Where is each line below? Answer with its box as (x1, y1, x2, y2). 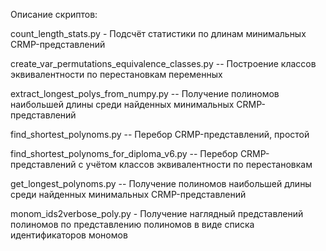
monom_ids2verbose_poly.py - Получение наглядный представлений (10, 208, 304, 219)
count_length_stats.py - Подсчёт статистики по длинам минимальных (10, 28, 307, 39)
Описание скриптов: (10, 9, 98, 20)
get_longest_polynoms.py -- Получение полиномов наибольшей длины (10, 178, 312, 189)
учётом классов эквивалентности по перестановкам (85, 159, 313, 170)
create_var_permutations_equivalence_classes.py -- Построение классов (10, 58, 317, 69)
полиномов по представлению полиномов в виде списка (10, 219, 255, 230)
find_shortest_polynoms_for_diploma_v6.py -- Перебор (10, 148, 238, 159)
